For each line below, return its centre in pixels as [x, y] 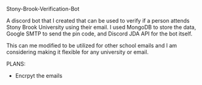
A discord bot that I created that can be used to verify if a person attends [98, 20]
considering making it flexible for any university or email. [78, 52]
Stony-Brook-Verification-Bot [43, 9]
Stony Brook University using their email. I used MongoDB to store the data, [101, 27]
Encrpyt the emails [39, 76]
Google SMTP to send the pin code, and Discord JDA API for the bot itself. [99, 34]
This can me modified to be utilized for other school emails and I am [92, 46]
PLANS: [16, 64]
